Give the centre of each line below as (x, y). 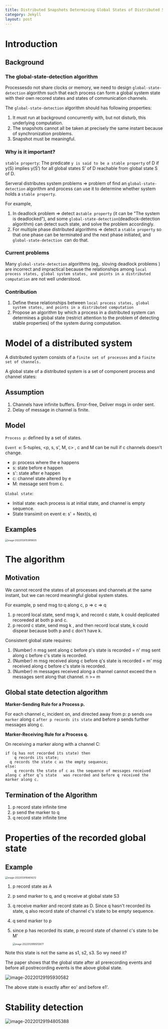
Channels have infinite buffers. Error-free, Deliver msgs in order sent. (83, 404)
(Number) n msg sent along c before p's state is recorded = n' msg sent (86, 650)
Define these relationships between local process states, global (81, 303)
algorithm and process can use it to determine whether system (91, 188)
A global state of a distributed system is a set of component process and (80, 371)
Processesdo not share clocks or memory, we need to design (68, 88)
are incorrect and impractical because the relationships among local (76, 269)
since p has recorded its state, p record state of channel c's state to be (85, 931)
